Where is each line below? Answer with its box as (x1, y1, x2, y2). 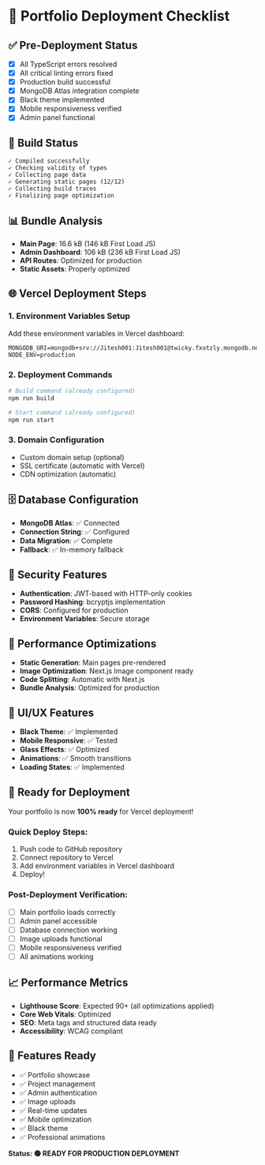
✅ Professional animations (19, 1132, 106, 1141)
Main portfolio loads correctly (19, 907, 116, 916)
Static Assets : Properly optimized (19, 264, 130, 274)
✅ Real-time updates (19, 1105, 88, 1115)
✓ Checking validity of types (8, 164, 108, 172)
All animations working (19, 951, 94, 961)
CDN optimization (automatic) (19, 469, 117, 478)
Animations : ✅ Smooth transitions (19, 754, 132, 763)
